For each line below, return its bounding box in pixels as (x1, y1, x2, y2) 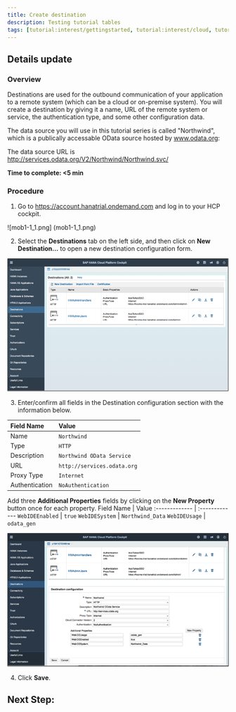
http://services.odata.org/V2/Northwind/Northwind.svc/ (7, 155, 169, 163)
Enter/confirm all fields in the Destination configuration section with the (17, 399, 223, 407)
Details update (7, 53, 72, 65)
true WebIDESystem (63, 513, 117, 520)
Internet (58, 472, 84, 479)
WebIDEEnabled (17, 513, 59, 520)
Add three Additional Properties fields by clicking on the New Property (7, 496, 215, 505)
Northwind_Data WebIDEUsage (121, 513, 202, 520)
